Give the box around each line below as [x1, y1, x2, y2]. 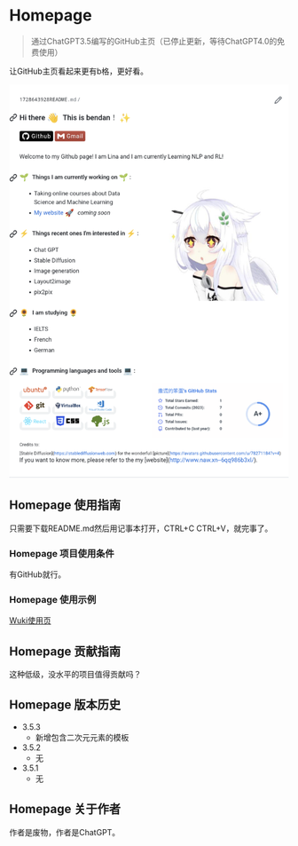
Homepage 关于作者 [9, 802, 122, 817]
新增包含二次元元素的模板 [35, 731, 129, 742]
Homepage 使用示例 [9, 593, 97, 605]
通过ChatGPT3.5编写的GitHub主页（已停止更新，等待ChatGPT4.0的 [30, 36, 278, 46]
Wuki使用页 [9, 615, 51, 626]
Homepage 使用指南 [9, 498, 122, 513]
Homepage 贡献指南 [9, 644, 122, 659]
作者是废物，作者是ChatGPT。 [9, 826, 121, 837]
